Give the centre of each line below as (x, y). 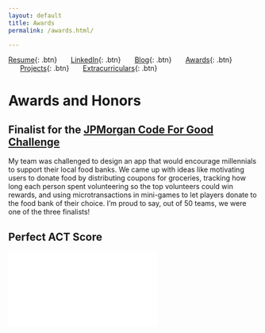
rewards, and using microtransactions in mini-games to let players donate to (132, 195)
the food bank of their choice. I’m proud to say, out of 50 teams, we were (127, 203)
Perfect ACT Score (56, 236)
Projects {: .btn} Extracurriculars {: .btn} (88, 68)
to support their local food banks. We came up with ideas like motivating (126, 170)
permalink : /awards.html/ (51, 30)
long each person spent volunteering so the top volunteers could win (121, 187)
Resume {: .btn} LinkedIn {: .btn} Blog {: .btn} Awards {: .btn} (120, 60)
